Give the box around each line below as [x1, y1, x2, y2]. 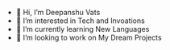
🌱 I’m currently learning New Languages [15, 25, 150, 33]
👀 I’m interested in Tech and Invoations [15, 16, 145, 25]
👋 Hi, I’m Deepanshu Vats [15, 8, 101, 17]
